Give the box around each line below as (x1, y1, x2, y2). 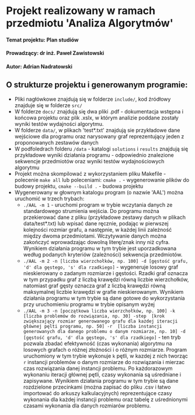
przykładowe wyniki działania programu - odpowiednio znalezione (14, 151, 174, 159)
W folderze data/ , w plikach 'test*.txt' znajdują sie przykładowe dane (14, 126, 180, 133)
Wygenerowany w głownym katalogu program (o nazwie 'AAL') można (14, 188, 184, 196)
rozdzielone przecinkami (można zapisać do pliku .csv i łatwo (23, 383, 171, 390)
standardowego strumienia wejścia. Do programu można (23, 207, 159, 214)
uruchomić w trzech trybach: (14, 195, 85, 202)
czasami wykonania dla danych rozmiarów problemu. (23, 402, 151, 409)
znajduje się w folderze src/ (14, 101, 83, 109)
